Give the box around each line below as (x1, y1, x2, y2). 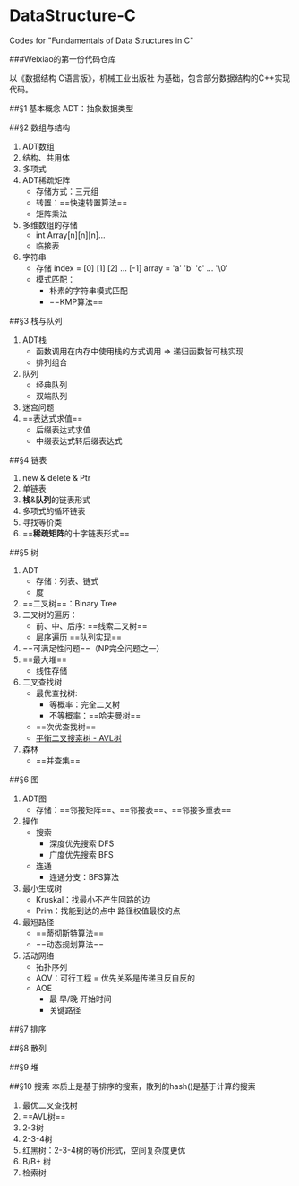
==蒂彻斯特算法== (35, 928, 105, 938)
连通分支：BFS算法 (48, 871, 119, 882)
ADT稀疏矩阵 (21, 174, 71, 185)
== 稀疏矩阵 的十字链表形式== (21, 528, 130, 538)
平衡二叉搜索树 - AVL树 (35, 732, 123, 743)
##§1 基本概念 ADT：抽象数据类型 (9, 102, 134, 113)
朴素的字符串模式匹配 (48, 284, 128, 296)
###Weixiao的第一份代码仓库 (9, 53, 116, 64)
